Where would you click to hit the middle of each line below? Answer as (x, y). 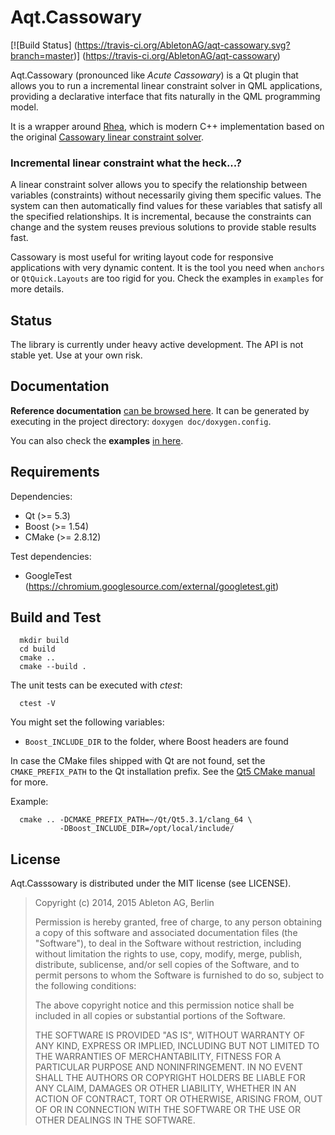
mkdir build (44, 641)
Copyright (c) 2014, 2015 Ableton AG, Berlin (124, 903)
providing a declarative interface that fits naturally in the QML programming (165, 96)
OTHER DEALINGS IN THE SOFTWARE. (115, 1120)
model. (24, 107)
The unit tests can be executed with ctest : (96, 685)
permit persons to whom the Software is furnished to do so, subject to (179, 975)
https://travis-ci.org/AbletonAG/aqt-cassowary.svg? (183, 45)
